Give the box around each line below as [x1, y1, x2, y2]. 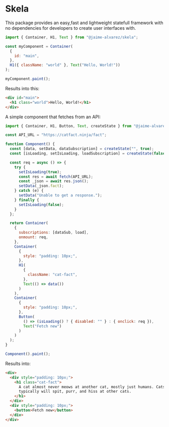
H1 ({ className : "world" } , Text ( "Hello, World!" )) [10, 62, 121, 68]
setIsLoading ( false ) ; [18, 202, 64, 207]
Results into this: [5, 85, 40, 91]
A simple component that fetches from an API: [5, 114, 101, 120]
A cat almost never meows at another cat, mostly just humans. [18, 384, 154, 389]
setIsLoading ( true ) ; [18, 169, 62, 174]
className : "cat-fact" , [27, 272, 78, 277]
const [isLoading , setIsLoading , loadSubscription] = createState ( [10, 151, 154, 156]
